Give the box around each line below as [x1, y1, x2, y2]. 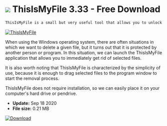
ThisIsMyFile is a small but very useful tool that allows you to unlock [5, 20, 162, 25]
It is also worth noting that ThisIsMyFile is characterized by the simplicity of [5, 64, 161, 71]
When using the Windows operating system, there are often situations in [5, 39, 154, 45]
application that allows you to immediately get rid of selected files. [5, 55, 141, 61]
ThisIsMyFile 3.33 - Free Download [12, 4, 161, 15]
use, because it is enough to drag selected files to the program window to [5, 70, 157, 76]
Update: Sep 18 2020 [12, 100, 57, 106]
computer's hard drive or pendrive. [5, 90, 77, 96]
